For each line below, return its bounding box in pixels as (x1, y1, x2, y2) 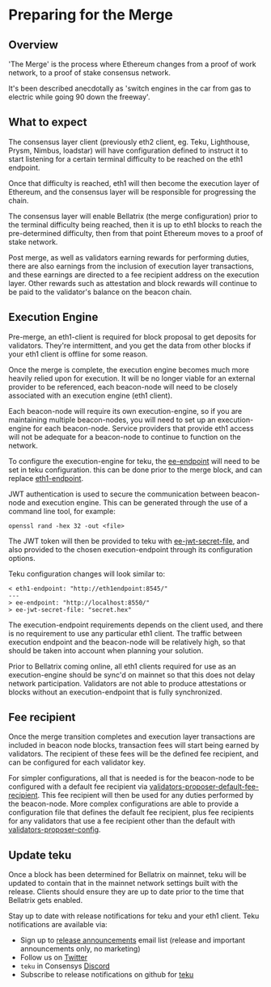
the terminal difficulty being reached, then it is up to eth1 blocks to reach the (8, 220, 263, 230)
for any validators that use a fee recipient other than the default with (8, 816, 235, 826)
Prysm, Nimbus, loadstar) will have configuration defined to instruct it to (8, 146, 248, 155)
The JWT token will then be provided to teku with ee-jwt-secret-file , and (8, 536, 250, 546)
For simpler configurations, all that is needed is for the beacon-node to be (8, 774, 255, 783)
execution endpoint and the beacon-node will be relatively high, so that (8, 637, 246, 647)
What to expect (8, 116, 87, 129)
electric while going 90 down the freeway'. (8, 92, 150, 102)
